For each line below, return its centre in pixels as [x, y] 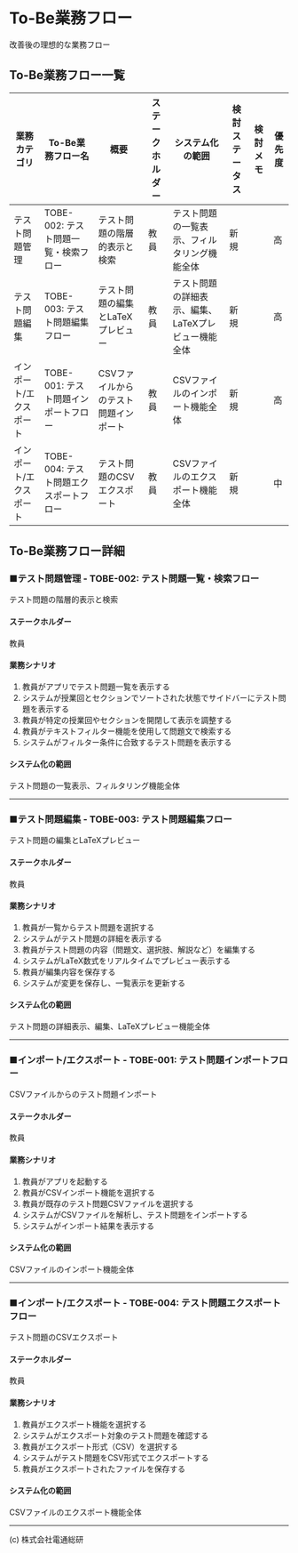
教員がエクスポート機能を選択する [84, 1424]
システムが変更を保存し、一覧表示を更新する [104, 983]
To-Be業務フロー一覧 [67, 75]
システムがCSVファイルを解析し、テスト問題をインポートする [135, 1214]
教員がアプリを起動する [65, 1181]
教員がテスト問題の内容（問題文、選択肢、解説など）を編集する [138, 949]
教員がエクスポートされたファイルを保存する [104, 1469]
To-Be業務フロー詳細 [67, 551]
